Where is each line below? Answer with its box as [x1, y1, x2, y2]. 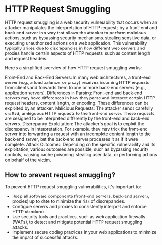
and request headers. [5, 55, 48, 61]
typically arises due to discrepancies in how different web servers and [5, 45, 145, 51]
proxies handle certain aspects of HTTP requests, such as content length [5, 50, 151, 56]
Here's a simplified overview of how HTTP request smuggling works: [5, 65, 142, 71]
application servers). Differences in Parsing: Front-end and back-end [5, 90, 143, 96]
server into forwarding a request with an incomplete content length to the [5, 131, 151, 137]
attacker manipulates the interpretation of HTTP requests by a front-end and [5, 24, 157, 30]
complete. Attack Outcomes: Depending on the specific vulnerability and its [5, 141, 156, 147]
